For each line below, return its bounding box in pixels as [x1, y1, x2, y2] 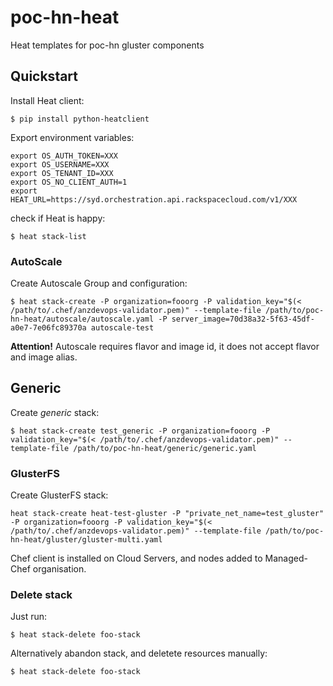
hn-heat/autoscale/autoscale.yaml [10, 314, 155, 325]
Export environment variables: [10, 131, 135, 143]
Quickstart [10, 68, 79, 85]
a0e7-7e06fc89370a [10, 323, 87, 333]
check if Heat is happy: [10, 212, 106, 224]
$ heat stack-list [10, 231, 87, 241]
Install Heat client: [10, 94, 85, 106]
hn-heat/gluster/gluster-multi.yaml [10, 535, 163, 545]
